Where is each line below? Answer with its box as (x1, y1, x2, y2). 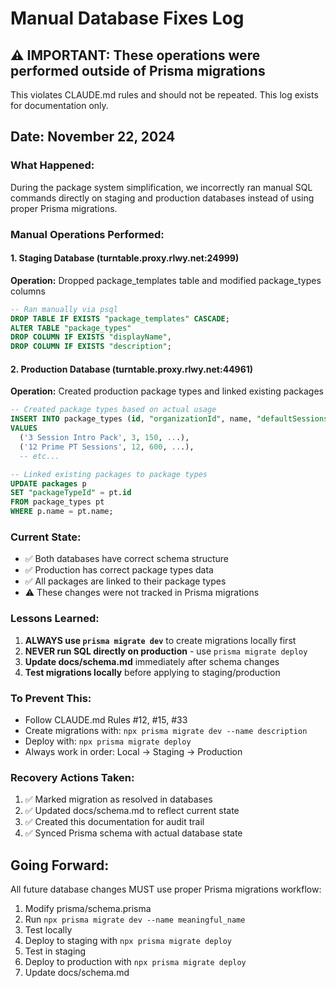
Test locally (24, 924, 73, 936)
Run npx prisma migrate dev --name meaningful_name (24, 913, 246, 926)
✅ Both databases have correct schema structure (24, 553, 230, 565)
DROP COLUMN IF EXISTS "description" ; (10, 342, 172, 352)
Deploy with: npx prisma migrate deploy (24, 735, 192, 747)
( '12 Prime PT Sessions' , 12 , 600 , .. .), (19, 442, 195, 452)
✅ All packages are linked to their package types (24, 575, 227, 587)
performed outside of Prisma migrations (10, 62, 266, 79)
